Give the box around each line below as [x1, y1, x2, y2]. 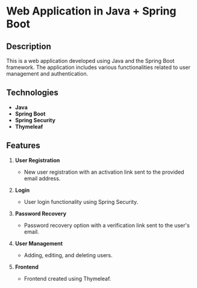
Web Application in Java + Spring [6, 4, 177, 18]
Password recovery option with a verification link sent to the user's [23, 221, 190, 229]
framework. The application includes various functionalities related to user [6, 64, 191, 71]
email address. [23, 174, 61, 182]
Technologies [6, 88, 59, 98]
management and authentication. [6, 70, 89, 77]
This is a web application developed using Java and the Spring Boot [6, 57, 175, 64]
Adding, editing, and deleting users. [23, 251, 113, 258]
